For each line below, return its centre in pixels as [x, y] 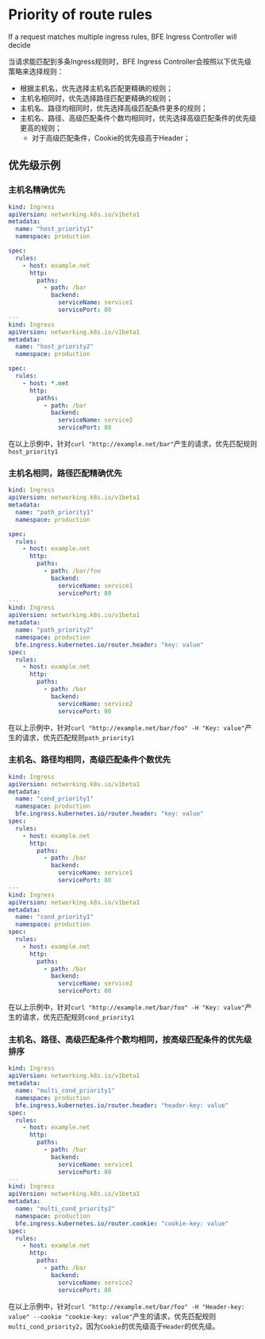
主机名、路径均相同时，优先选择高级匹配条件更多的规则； [113, 108]
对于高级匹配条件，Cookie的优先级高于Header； [111, 137]
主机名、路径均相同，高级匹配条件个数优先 [90, 760]
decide [19, 44]
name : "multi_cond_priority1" [65, 1091]
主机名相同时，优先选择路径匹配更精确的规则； [96, 98]
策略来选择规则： [36, 71]
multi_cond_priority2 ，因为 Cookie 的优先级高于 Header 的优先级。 [114, 1326]
